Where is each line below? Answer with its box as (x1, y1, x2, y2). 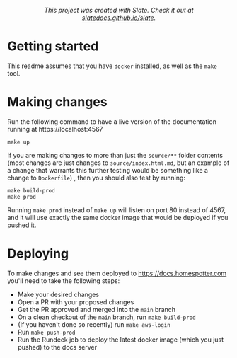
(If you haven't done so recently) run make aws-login (17, 320, 171, 328)
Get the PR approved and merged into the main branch (17, 305, 175, 313)
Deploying (7, 246, 69, 262)
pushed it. (7, 221, 37, 229)
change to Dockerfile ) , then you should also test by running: (7, 173, 186, 182)
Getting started (7, 38, 99, 54)
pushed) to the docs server (17, 342, 98, 351)
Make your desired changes (17, 290, 100, 299)
